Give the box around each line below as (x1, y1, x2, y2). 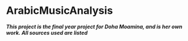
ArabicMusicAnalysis (6, 4, 113, 17)
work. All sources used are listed (6, 29, 88, 36)
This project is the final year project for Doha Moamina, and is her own (6, 23, 183, 30)
